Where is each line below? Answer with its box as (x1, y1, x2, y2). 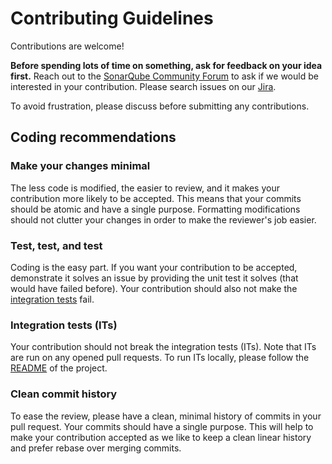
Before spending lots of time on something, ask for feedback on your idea (10, 59, 323, 71)
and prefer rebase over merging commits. (10, 442, 182, 454)
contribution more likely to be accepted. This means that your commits (10, 192, 302, 204)
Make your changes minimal (10, 159, 151, 173)
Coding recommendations (10, 129, 177, 146)
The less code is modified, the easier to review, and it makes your (10, 182, 280, 194)
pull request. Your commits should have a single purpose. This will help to (10, 420, 314, 432)
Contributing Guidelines (10, 7, 214, 30)
